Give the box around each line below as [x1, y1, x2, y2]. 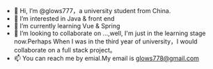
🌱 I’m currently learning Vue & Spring [13, 22, 120, 30]
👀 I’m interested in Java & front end [13, 14, 115, 23]
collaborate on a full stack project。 [13, 46, 116, 54]
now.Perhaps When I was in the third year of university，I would [13, 37, 198, 46]
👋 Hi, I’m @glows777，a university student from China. [13, 7, 171, 14]
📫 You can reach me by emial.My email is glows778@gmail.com [13, 55, 200, 62]
